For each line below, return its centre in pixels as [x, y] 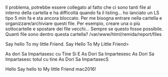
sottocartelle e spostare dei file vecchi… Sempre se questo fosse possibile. [84, 29]
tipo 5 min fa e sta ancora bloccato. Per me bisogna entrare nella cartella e [84, 18]
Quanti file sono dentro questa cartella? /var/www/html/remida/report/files [83, 34]
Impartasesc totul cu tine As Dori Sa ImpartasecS [57, 59]
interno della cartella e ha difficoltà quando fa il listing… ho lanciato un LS [82, 13]
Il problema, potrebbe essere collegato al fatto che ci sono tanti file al [78, 7]
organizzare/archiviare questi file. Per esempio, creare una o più [73, 23]
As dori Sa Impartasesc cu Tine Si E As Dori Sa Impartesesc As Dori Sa [80, 54]
